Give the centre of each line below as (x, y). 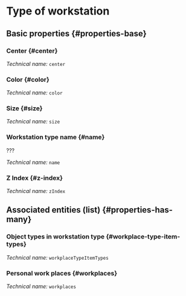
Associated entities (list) (53, 210)
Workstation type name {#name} (56, 137)
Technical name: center (36, 64)
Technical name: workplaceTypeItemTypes (57, 257)
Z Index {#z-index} (35, 178)
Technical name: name (33, 162)
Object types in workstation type (56, 237)
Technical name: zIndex (36, 191)
